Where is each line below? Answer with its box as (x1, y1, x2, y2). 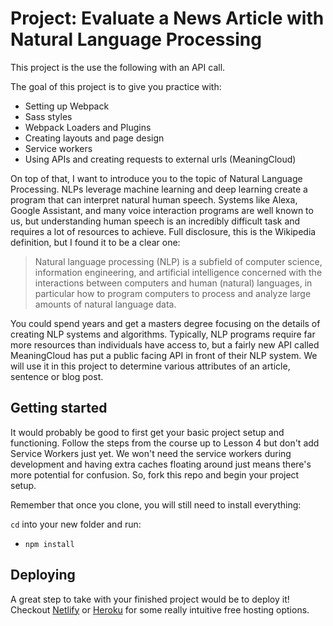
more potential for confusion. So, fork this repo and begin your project (10, 468, 300, 481)
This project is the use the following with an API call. (10, 61, 226, 73)
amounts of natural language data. (34, 298, 177, 310)
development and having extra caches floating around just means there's (10, 458, 312, 470)
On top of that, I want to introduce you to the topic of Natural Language (10, 172, 303, 184)
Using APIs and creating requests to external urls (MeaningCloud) (24, 153, 297, 165)
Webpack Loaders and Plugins (24, 121, 152, 133)
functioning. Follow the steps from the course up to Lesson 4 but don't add (10, 437, 320, 449)
